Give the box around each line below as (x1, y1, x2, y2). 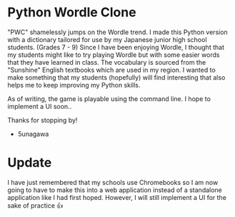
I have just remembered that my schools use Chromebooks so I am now (7, 178, 219, 186)
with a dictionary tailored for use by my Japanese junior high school (7, 35, 207, 43)
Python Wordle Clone (7, 4, 137, 21)
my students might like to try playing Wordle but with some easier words (7, 51, 220, 59)
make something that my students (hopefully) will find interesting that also (7, 73, 226, 82)
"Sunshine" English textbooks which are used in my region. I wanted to (7, 65, 216, 74)
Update (7, 154, 52, 171)
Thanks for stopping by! (7, 115, 78, 125)
